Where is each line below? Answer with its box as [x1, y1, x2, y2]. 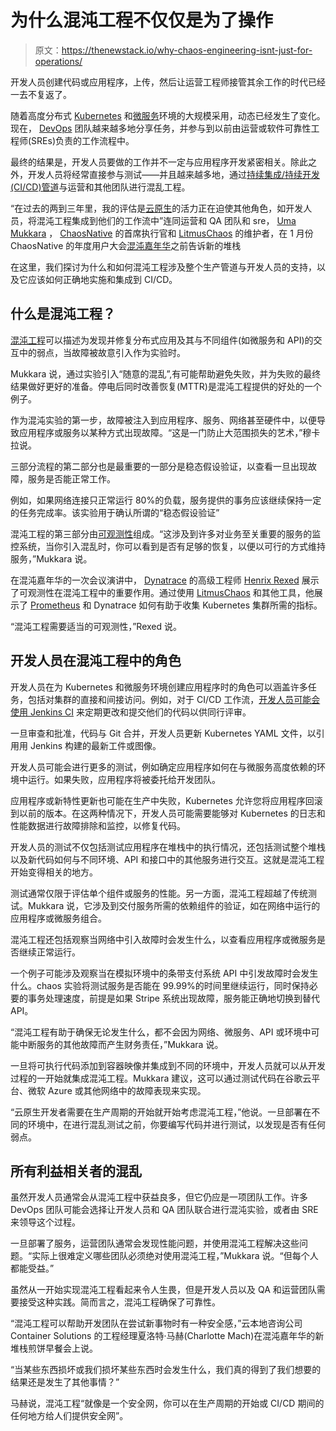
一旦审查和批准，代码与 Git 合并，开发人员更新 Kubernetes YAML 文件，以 [10, 727, 317, 739]
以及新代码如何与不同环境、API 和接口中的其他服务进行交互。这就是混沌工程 [10, 853, 325, 865]
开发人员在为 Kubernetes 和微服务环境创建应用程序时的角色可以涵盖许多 [10, 681, 308, 693]
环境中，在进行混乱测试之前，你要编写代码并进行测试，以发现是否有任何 [27, 1118, 326, 1130]
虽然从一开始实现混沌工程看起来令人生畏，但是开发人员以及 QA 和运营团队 [10, 1284, 317, 1296]
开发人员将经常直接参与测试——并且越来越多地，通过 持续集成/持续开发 [27, 168, 321, 180]
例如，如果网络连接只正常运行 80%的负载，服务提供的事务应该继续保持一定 [10, 494, 322, 506]
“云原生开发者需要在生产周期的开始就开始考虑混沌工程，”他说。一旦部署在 [10, 1106, 312, 1118]
